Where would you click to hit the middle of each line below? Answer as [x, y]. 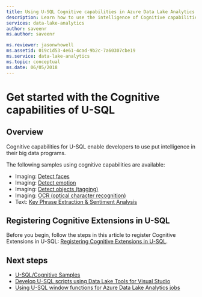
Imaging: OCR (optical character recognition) [70, 195]
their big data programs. [36, 153]
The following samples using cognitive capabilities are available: [86, 164]
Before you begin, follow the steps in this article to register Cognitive [91, 235]
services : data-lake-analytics [45, 23]
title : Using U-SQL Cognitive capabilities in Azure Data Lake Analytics [101, 12]
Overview [25, 132]
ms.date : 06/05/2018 [32, 67]
